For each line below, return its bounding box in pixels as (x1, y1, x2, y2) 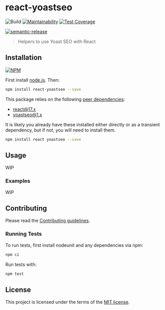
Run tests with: (5, 261, 37, 267)
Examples (5, 178, 31, 185)
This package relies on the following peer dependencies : (5, 96, 126, 102)
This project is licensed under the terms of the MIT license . (5, 299, 130, 305)
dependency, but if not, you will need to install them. (5, 127, 116, 133)
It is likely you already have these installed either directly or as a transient (5, 121, 160, 127)
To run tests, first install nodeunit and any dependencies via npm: (5, 242, 143, 248)
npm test (5, 271, 24, 276)
